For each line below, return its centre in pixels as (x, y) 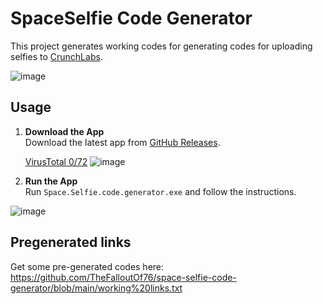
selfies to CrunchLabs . (56, 56)
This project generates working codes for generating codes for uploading (161, 46)
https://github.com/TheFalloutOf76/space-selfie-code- (123, 277)
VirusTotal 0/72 (56, 161)
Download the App (64, 131)
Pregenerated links (71, 242)
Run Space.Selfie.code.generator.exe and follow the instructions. (160, 191)
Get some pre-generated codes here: (87, 266)
